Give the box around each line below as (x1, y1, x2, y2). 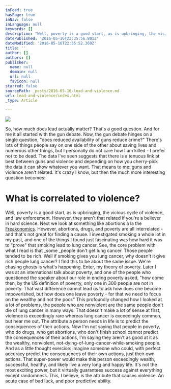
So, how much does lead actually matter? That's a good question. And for (5, 126, 160, 132)
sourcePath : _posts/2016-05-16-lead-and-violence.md (5, 88, 120, 94)
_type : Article (5, 98, 38, 103)
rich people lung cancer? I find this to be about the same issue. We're (5, 259, 151, 265)
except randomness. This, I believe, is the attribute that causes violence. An (5, 373, 164, 379)
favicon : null (10, 79, 40, 84)
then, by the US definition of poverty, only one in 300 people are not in (5, 280, 154, 286)
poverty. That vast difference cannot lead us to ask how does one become (5, 286, 161, 292)
